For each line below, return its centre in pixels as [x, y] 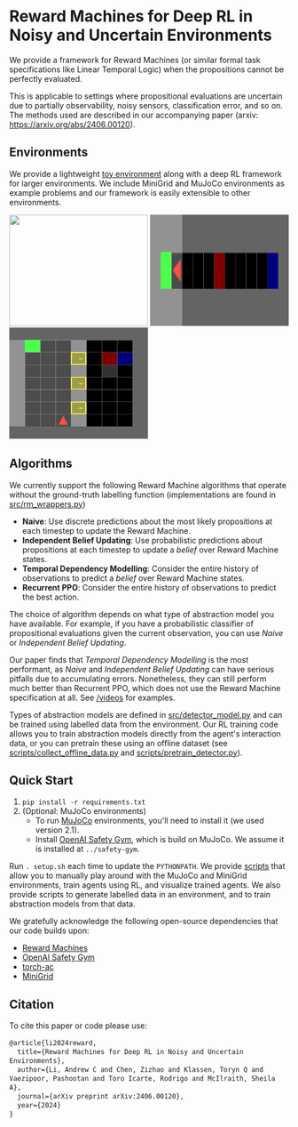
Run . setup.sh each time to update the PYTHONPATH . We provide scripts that [147, 866]
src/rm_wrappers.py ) [47, 503]
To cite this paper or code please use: [78, 1026]
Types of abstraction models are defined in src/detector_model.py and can [146, 714]
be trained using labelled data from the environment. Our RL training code [144, 724]
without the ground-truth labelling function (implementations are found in [143, 495]
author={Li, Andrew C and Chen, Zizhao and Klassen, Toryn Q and [141, 1070]
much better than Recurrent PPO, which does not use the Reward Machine [145, 688]
